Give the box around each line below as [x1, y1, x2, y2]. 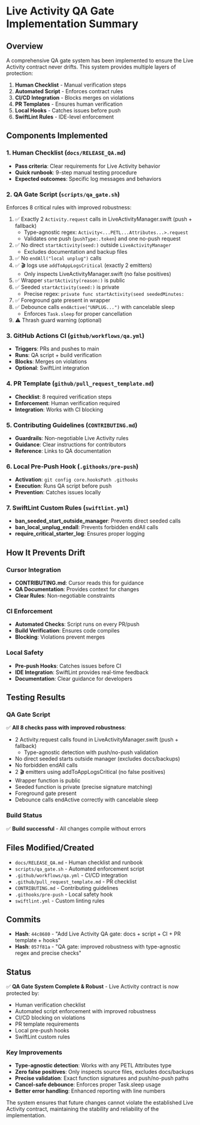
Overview [6, 41, 44, 51]
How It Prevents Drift [6, 547, 86, 557]
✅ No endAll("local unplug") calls [14, 254, 102, 262]
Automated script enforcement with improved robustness [14, 1008, 156, 1015]
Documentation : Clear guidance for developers [14, 675, 133, 682]
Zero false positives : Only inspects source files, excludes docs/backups [14, 1068, 194, 1076]
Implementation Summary [6, 17, 139, 31]
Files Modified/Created [6, 843, 95, 853]
